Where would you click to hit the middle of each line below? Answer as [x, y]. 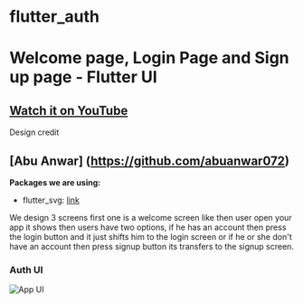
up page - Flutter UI [84, 77]
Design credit [34, 132]
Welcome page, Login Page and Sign [149, 58]
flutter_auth [54, 17]
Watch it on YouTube [69, 110]
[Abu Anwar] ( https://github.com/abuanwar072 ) [149, 161]
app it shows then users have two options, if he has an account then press [148, 227]
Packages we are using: [55, 182]
